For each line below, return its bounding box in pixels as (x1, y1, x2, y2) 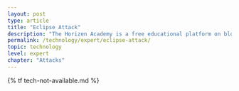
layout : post (7, 10, 46, 18)
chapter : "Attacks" (7, 57, 65, 64)
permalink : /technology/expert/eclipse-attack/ (7, 37, 152, 44)
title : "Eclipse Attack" (7, 23, 81, 31)
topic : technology (7, 43, 62, 50)
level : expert (7, 50, 50, 58)
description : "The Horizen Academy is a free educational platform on (7, 30, 221, 38)
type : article (7, 17, 50, 24)
